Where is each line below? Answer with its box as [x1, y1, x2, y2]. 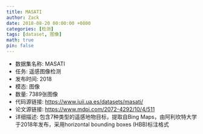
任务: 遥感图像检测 [15, 67, 61, 75]
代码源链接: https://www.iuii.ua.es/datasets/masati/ [15, 98, 143, 105]
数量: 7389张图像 [15, 90, 58, 98]
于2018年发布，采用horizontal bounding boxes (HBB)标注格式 [15, 121, 169, 128]
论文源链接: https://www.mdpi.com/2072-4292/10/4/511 [15, 106, 155, 113]
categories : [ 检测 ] [6, 25, 54, 32]
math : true [6, 37, 34, 43]
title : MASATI [6, 8, 43, 15]
